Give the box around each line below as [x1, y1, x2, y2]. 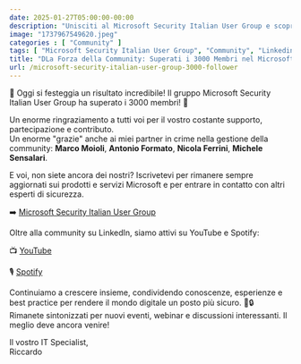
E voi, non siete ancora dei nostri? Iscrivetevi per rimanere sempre [9, 169, 254, 180]
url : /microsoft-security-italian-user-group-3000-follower [9, 63, 239, 72]
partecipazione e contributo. [9, 123, 115, 134]
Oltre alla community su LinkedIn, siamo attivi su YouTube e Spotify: [9, 227, 260, 238]
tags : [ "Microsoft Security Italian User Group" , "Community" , [9, 47, 254, 55]
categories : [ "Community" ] [9, 38, 123, 47]
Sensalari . [9, 152, 47, 163]
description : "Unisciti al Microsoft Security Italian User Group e [9, 21, 271, 30]
